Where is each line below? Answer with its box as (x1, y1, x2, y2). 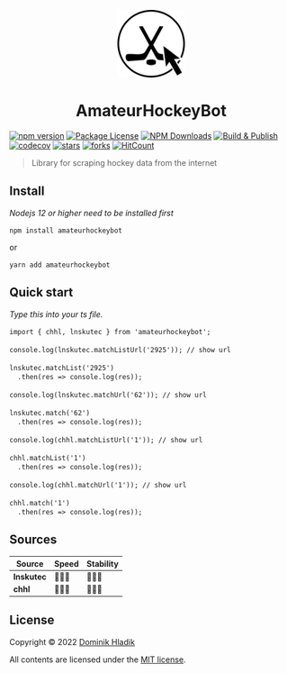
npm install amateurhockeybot (9, 226, 123, 235)
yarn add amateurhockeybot (9, 260, 111, 269)
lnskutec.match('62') (9, 408, 91, 417)
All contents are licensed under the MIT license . (9, 654, 186, 665)
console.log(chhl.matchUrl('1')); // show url (9, 480, 187, 489)
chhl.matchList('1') (9, 453, 87, 462)
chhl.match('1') (9, 498, 70, 507)
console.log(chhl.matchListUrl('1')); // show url (9, 435, 203, 444)
